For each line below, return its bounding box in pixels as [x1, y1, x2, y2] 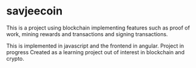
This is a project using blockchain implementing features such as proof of [6, 24, 190, 31]
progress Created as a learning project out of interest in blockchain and [6, 48, 185, 55]
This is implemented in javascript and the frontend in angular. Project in [6, 42, 184, 49]
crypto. [6, 55, 24, 62]
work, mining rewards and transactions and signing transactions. [6, 30, 168, 37]
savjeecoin [6, 4, 63, 18]
